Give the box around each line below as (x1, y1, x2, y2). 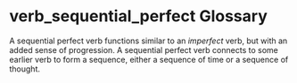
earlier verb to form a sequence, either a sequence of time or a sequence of (9, 54, 289, 64)
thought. (9, 64, 41, 74)
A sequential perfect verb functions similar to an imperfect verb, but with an (9, 35, 288, 46)
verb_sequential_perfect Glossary (9, 6, 268, 26)
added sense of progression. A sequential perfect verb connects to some (9, 44, 278, 55)
